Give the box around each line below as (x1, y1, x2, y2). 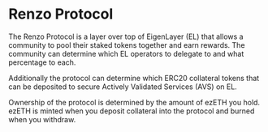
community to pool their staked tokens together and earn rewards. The (8, 40, 245, 49)
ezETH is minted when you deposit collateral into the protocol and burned (8, 106, 255, 116)
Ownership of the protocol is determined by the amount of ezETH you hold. (8, 97, 261, 107)
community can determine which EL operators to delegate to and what (8, 49, 244, 58)
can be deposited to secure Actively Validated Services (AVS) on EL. (8, 82, 237, 92)
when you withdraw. (8, 114, 76, 124)
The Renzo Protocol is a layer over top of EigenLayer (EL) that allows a (8, 32, 244, 41)
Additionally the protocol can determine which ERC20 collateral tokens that (8, 73, 260, 83)
